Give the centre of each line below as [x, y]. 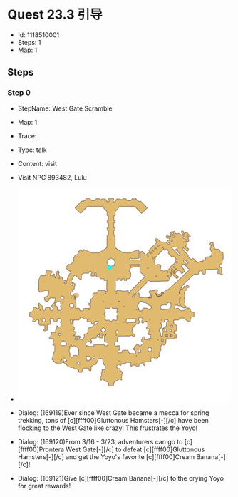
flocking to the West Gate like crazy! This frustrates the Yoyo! [108, 428]
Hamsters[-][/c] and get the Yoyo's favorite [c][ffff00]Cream [106, 456]
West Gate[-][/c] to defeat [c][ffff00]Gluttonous [135, 449]
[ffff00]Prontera [41, 449]
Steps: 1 [29, 42]
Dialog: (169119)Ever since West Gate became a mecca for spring [113, 413]
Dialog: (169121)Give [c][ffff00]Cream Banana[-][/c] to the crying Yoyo [121, 478]
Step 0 [19, 93]
